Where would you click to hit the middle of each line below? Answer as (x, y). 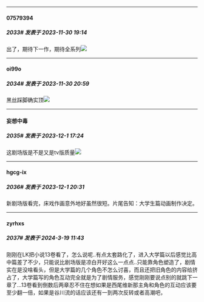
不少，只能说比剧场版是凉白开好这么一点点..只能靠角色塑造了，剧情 (111, 262)
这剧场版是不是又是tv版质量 (41, 152)
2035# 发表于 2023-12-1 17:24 (45, 136)
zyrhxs (15, 223)
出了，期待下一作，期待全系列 (43, 49)
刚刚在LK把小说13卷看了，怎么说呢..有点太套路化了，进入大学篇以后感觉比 (99, 254)
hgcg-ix (17, 172)
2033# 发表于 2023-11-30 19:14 (47, 33)
